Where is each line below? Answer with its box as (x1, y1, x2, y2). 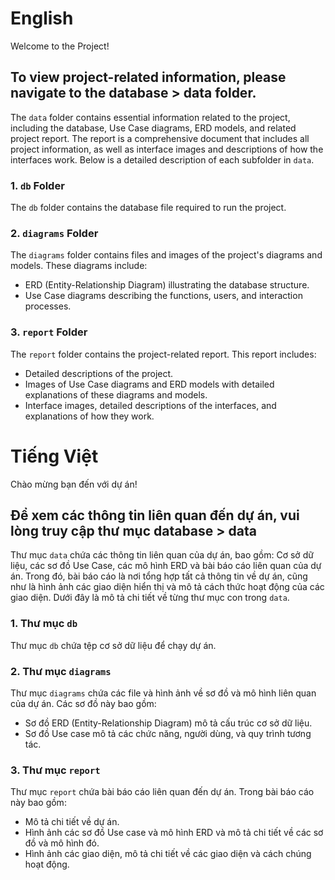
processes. (24, 300, 72, 312)
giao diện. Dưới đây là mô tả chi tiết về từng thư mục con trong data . (10, 592, 290, 604)
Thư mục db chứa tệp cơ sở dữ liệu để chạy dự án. (10, 639, 217, 651)
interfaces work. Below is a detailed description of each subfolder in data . (10, 153, 315, 166)
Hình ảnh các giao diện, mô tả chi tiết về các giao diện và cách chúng (24, 848, 312, 860)
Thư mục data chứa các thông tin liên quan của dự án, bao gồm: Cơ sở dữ (10, 549, 314, 561)
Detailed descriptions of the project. (24, 367, 174, 379)
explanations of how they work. (24, 410, 155, 422)
